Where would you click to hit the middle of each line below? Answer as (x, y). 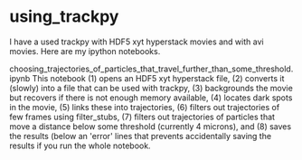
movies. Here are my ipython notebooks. (85, 51)
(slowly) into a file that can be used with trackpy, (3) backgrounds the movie (151, 88)
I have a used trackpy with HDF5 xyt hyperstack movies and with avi (137, 42)
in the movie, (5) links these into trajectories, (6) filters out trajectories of (145, 107)
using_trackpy (64, 17)
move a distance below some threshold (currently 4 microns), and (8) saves (151, 126)
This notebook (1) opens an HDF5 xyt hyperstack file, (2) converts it (158, 78)
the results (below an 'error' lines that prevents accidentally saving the (141, 136)
